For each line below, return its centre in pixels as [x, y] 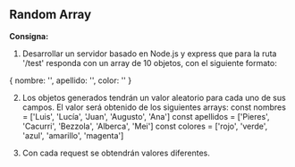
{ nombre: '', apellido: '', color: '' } [71, 80]
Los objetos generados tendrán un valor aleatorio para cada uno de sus [154, 97]
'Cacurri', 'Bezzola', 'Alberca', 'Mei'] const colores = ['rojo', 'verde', [145, 126]
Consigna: [29, 36]
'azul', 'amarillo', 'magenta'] [73, 135]
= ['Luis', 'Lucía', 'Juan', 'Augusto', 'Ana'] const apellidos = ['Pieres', [146, 116]
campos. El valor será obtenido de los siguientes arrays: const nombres [154, 107]
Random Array [51, 15]
